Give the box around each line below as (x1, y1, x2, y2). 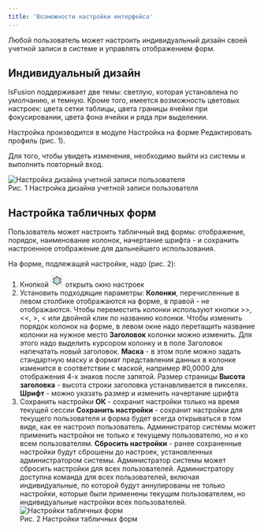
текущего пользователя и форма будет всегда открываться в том (19, 414, 242, 423)
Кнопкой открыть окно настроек (19, 280, 145, 289)
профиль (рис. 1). (8, 136, 65, 146)
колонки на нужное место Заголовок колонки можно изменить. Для (19, 330, 252, 340)
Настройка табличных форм (8, 206, 157, 220)
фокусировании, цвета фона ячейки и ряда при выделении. (8, 113, 209, 122)
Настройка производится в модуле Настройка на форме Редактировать (8, 128, 252, 137)
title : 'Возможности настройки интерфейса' (8, 13, 154, 20)
